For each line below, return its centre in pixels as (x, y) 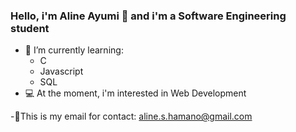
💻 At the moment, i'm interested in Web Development (135, 93)
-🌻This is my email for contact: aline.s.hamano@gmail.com (131, 116)
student (30, 28)
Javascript (61, 71)
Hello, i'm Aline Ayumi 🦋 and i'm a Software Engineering (148, 16)
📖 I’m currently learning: (74, 50)
